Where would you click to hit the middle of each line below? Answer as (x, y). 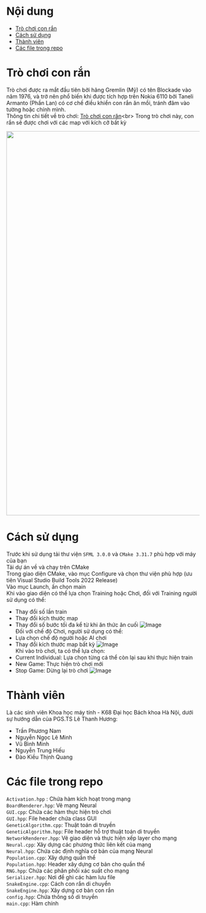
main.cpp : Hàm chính (32, 903)
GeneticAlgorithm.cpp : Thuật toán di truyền (61, 824)
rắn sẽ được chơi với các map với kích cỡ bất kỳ (67, 122)
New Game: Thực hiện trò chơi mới (59, 664)
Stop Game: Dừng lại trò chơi (51, 670)
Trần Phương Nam (38, 730)
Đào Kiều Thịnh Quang (44, 757)
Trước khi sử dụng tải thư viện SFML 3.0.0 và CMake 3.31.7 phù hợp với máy (101, 554)
